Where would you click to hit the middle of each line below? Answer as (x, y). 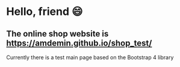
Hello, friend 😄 (45, 12)
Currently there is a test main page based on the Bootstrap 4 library (90, 57)
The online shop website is (57, 34)
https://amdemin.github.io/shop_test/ (79, 43)
